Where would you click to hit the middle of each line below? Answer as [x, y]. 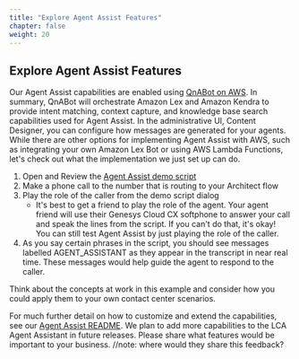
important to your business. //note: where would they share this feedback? [147, 345]
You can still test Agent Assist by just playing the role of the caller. [157, 233]
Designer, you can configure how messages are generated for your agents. [148, 130]
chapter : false [38, 26]
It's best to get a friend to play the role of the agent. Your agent [152, 205]
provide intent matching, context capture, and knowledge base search [139, 111]
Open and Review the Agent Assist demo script [109, 177]
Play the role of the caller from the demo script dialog [120, 196]
